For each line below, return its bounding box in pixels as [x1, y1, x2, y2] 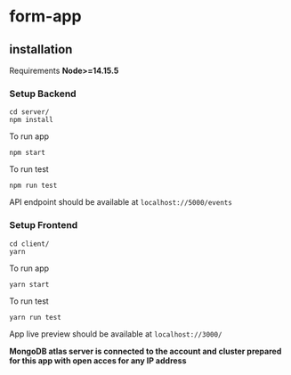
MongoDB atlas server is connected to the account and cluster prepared [9, 346, 282, 356]
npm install [9, 116, 53, 125]
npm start [9, 149, 46, 158]
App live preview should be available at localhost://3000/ [9, 328, 222, 339]
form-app [9, 6, 82, 27]
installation [9, 42, 73, 57]
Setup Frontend [9, 219, 78, 232]
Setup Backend [9, 87, 77, 100]
